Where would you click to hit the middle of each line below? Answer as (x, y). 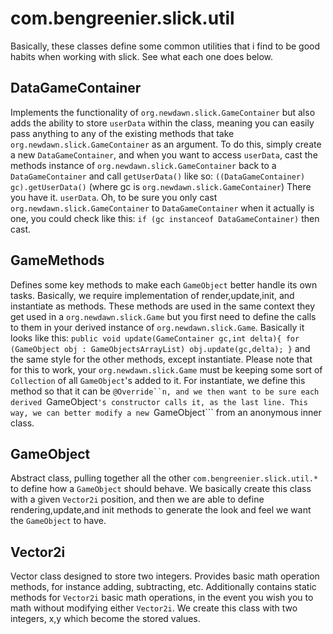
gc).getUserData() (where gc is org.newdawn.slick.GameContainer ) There (161, 186)
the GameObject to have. (58, 521)
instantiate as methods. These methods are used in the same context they (163, 306)
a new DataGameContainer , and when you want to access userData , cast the (164, 154)
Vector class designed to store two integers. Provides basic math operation (165, 576)
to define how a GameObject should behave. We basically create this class (161, 489)
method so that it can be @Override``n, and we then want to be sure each (165, 391)
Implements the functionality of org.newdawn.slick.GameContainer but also (163, 112)
